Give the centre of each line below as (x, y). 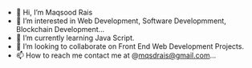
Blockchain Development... (60, 29)
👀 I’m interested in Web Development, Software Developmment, (121, 21)
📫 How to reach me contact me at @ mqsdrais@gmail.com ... (116, 55)
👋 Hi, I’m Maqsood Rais (54, 12)
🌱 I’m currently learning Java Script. (75, 38)
